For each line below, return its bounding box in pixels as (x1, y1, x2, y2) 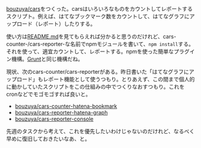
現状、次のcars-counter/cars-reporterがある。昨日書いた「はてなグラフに (6, 68, 190, 75)
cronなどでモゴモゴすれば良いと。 (6, 90, 91, 98)
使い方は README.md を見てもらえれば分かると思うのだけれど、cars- (6, 33, 176, 40)
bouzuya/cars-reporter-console (14, 116, 94, 122)
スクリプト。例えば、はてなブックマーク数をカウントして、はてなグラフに (6, 13, 190, 20)
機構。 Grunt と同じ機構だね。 (11, 56, 83, 62)
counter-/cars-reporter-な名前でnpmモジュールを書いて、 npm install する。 (6, 41, 194, 47)
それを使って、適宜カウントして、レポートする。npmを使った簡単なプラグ (6, 48, 190, 55)
